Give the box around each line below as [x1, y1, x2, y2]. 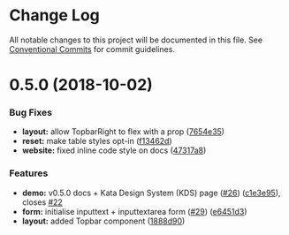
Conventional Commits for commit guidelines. [9, 43, 175, 54]
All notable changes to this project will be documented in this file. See [9, 34, 263, 45]
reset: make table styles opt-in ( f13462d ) [21, 136, 172, 147]
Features [9, 167, 49, 179]
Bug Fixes [9, 107, 53, 119]
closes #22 [21, 196, 64, 208]
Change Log [9, 5, 100, 26]
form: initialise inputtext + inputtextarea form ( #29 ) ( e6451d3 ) [21, 206, 247, 216]
